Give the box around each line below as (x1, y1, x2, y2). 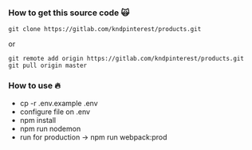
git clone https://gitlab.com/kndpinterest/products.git (8, 26, 202, 34)
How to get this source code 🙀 (8, 7, 130, 18)
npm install (19, 115, 57, 124)
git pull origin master (8, 61, 88, 70)
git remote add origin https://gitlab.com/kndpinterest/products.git (8, 55, 245, 63)
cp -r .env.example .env (19, 98, 98, 108)
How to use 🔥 (8, 80, 61, 91)
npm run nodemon (19, 124, 81, 133)
